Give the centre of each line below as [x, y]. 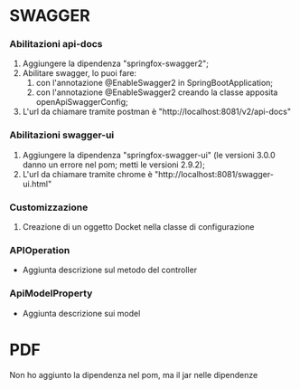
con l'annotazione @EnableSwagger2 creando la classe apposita [157, 92]
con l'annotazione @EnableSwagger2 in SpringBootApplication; [155, 83]
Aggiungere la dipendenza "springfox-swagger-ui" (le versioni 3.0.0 [149, 155]
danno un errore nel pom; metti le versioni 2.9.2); [113, 165]
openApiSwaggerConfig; [82, 102]
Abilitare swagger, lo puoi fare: [80, 73]
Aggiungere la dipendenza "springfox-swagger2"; [116, 63]
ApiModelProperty [51, 293]
